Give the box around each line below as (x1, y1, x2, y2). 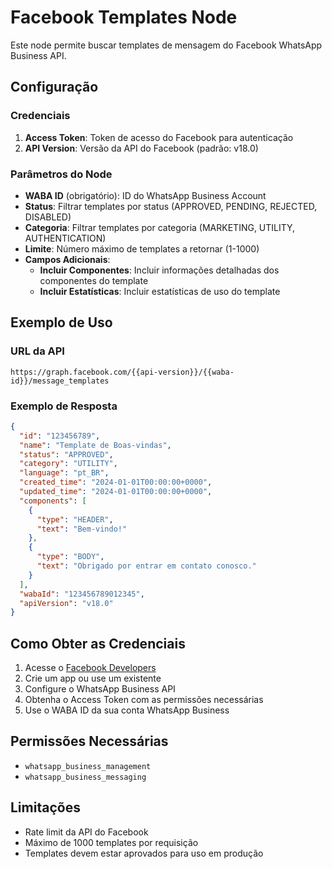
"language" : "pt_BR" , (19, 468, 110, 478)
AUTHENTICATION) (24, 232, 107, 244)
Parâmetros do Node (10, 167, 113, 181)
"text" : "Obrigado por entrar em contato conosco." (36, 561, 257, 571)
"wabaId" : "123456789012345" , (19, 589, 145, 599)
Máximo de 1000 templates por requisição (24, 836, 199, 848)
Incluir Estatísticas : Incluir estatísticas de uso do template (39, 285, 281, 297)
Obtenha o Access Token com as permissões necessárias (24, 694, 264, 706)
